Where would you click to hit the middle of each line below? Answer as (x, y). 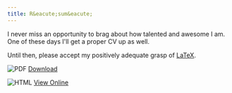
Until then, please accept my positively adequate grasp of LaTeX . (102, 55)
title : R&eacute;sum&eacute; (50, 14)
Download (43, 68)
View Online (51, 82)
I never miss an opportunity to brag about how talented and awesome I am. (116, 34)
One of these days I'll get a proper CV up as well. (79, 41)
